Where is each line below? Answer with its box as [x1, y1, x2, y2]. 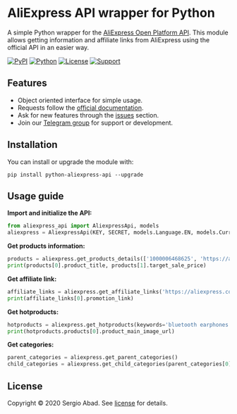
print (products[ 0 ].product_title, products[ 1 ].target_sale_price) [7, 262, 207, 269]
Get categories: [7, 340, 54, 349]
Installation [7, 139, 58, 151]
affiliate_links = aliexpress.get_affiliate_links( [7, 288, 162, 295]
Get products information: [7, 241, 85, 251]
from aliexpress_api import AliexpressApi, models [7, 222, 159, 230]
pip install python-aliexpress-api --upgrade [7, 171, 143, 178]
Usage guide [7, 190, 64, 202]
